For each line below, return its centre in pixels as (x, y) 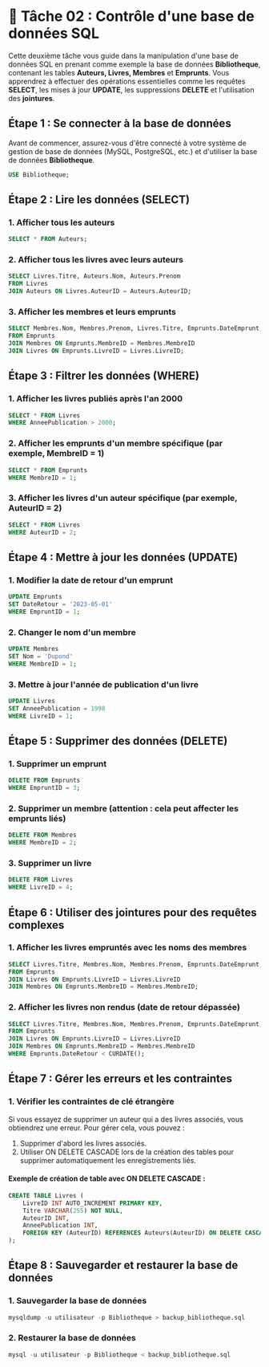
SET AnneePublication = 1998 (57, 708)
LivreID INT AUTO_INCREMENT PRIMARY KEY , (92, 1203)
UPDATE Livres (32, 701)
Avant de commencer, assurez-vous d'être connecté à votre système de (127, 143)
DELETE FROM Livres (41, 880)
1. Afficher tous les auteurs (62, 222)
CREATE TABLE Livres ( (46, 1195)
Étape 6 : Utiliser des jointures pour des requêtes (133, 912)
